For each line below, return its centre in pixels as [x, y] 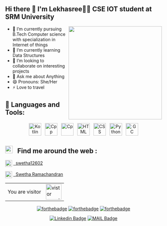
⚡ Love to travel [28, 87]
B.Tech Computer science [39, 34]
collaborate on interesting [39, 66]
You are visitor [24, 192]
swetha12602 [29, 163]
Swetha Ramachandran [40, 174]
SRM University [30, 17]
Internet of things [30, 45]
